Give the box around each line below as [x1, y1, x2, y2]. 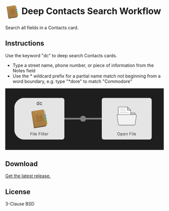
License [5, 187, 31, 196]
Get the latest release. [5, 173, 51, 179]
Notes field [12, 67, 36, 73]
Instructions [5, 39, 44, 48]
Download [5, 159, 38, 168]
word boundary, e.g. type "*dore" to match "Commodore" [12, 78, 132, 84]
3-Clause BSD [5, 201, 35, 207]
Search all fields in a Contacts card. [5, 25, 79, 31]
